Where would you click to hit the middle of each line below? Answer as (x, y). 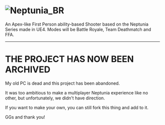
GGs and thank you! (25, 117)
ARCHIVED (28, 70)
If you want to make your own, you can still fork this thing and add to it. (77, 107)
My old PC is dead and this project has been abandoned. (63, 83)
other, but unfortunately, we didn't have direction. (55, 98)
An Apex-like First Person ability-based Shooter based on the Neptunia (77, 24)
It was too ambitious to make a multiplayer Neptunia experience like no (77, 93)
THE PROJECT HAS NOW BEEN (69, 59)
